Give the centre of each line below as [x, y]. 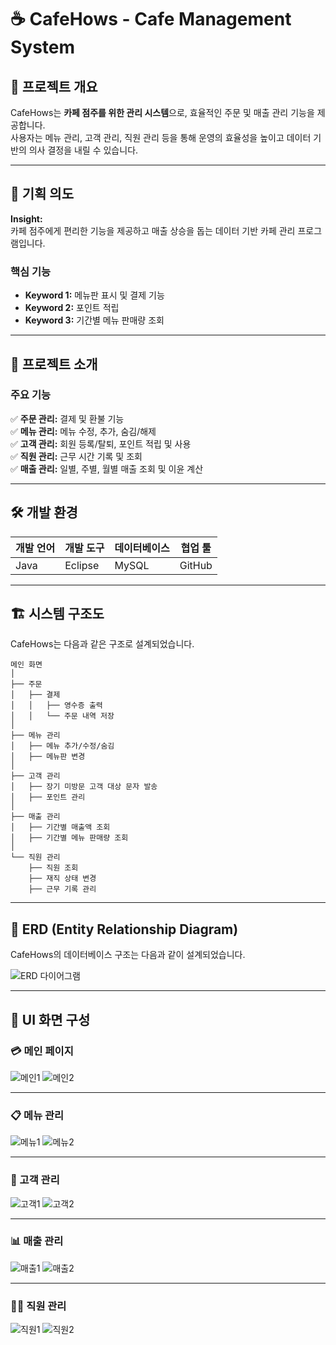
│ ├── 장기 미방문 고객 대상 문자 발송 [84, 787]
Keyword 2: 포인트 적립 [72, 308]
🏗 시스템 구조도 [57, 614]
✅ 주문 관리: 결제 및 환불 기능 [67, 418]
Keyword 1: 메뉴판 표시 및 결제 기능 [94, 295]
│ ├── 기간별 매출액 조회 [60, 827]
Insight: [26, 218]
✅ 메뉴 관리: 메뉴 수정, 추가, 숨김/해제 [83, 431]
